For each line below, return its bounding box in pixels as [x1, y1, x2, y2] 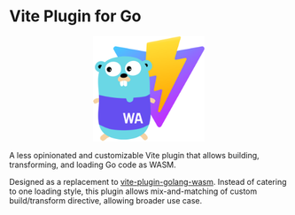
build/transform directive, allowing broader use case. [9, 195, 203, 205]
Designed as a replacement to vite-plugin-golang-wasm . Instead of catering [9, 176, 287, 187]
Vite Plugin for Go [9, 6, 142, 27]
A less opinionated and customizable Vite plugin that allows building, [9, 150, 260, 160]
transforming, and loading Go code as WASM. [9, 159, 177, 170]
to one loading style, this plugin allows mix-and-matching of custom [9, 186, 258, 196]
